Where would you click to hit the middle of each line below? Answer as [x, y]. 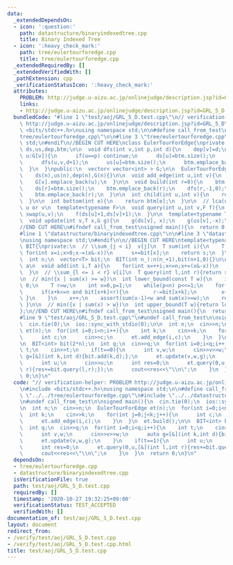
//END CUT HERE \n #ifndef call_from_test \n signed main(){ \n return [119, 227]
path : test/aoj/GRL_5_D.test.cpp [62, 486]
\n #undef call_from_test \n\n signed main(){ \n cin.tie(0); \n [110, 402]
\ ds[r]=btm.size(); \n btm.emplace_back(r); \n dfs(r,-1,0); [122, 189]
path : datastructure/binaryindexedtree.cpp [84, 33]
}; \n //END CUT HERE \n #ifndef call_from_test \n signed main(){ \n [113, 311]
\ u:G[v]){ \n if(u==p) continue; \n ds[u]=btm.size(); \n [118, 156]
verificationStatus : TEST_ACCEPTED [65, 505]
